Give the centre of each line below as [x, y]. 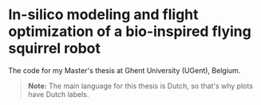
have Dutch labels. [58, 94]
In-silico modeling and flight [103, 15]
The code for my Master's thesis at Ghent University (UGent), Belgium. [125, 70]
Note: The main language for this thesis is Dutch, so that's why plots [140, 86]
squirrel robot [55, 49]
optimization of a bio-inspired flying [130, 31]
